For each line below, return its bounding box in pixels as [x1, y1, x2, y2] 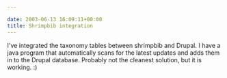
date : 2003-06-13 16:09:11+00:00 [7, 16, 103, 23]
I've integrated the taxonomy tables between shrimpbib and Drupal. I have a [7, 41, 221, 49]
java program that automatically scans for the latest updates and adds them [7, 49, 220, 57]
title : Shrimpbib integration [7, 22, 94, 29]
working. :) [7, 63, 38, 71]
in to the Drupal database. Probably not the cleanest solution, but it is [7, 55, 202, 64]
